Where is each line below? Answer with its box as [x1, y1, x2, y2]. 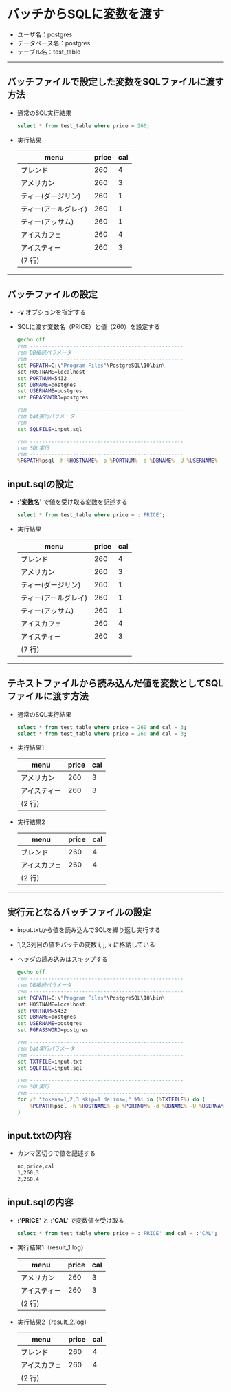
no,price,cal [16, 1163, 55, 1170]
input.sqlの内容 [7, 1196, 74, 1208]
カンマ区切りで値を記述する [16, 1149, 96, 1157]
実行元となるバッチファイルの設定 [7, 906, 152, 918]
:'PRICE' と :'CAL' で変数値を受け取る [16, 1216, 125, 1224]
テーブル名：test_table [16, 48, 81, 56]
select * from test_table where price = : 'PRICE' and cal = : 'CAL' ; [16, 1230, 218, 1236]
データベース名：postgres [16, 39, 91, 47]
